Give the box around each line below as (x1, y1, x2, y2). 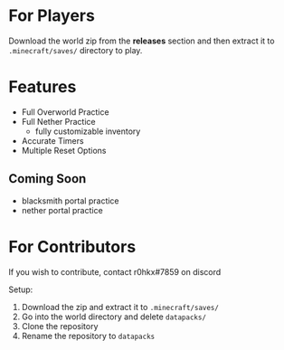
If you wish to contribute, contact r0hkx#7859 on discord (8, 266, 222, 277)
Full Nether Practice (21, 116, 96, 127)
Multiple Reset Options (21, 145, 107, 156)
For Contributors (8, 236, 137, 257)
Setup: (8, 284, 33, 295)
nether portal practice (21, 204, 103, 215)
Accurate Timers (21, 135, 84, 146)
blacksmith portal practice (21, 195, 119, 206)
